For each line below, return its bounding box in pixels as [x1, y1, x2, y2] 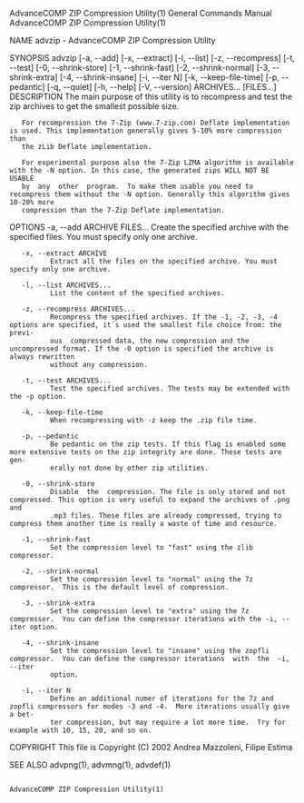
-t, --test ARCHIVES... [21, 376, 112, 385]
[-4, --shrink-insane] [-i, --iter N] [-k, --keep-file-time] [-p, [59, 72, 279, 83]
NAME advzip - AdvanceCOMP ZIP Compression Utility [9, 35, 216, 45]
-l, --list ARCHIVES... [21, 281, 112, 290]
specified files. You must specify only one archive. [9, 232, 198, 242]
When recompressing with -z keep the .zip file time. [49, 416, 258, 425]
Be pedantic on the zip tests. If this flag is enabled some [49, 440, 286, 449]
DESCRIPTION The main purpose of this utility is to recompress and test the [9, 91, 293, 102]
